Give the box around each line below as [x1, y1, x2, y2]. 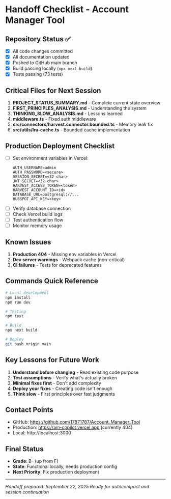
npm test [5, 314, 24, 319]
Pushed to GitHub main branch [12, 60, 77, 66]
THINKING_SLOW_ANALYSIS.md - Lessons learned [12, 110, 123, 117]
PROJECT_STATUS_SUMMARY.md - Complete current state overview [12, 100, 161, 106]
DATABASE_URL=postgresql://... [12, 192, 79, 197]
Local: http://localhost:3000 [12, 430, 71, 436]
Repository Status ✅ [5, 35, 71, 43]
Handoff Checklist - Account [5, 4, 129, 15]
